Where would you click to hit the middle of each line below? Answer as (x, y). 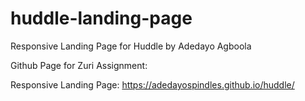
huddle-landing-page (101, 18)
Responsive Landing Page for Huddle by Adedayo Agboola (131, 46)
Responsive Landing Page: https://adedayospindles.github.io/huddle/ (152, 84)
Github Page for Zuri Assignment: (79, 65)
